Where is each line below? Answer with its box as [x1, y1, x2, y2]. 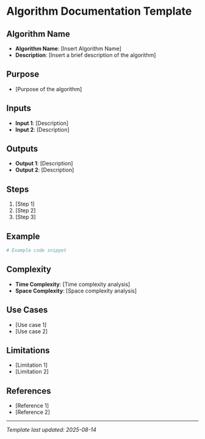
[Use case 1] [15, 321, 47, 328]
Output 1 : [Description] [15, 160, 73, 167]
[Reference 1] [15, 402, 49, 410]
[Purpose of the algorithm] [15, 85, 82, 92]
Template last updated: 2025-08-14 [6, 426, 96, 433]
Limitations [6, 345, 50, 356]
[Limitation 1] [15, 361, 48, 369]
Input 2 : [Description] [15, 126, 70, 133]
